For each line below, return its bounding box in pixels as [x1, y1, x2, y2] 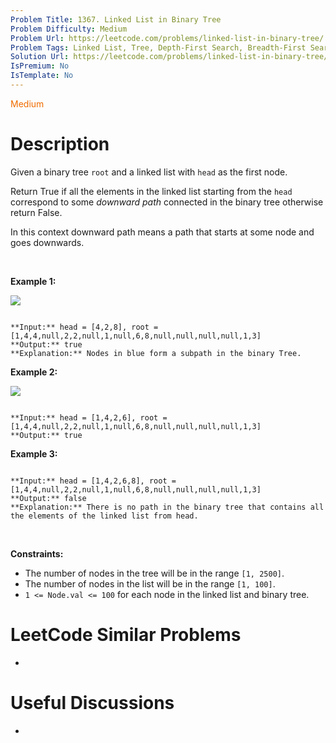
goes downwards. [10, 236, 85, 248]
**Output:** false [10, 493, 87, 503]
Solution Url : [10, 52, 70, 62]
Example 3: [10, 447, 58, 460]
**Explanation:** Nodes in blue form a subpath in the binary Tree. [10, 348, 302, 358]
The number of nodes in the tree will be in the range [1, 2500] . [24, 567, 285, 579]
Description [10, 133, 110, 156]
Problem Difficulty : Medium [10, 24, 128, 34]
